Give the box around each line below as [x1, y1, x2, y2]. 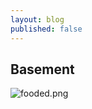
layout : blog [10, 14, 65, 25]
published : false [10, 24, 83, 34]
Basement [10, 61, 75, 78]
